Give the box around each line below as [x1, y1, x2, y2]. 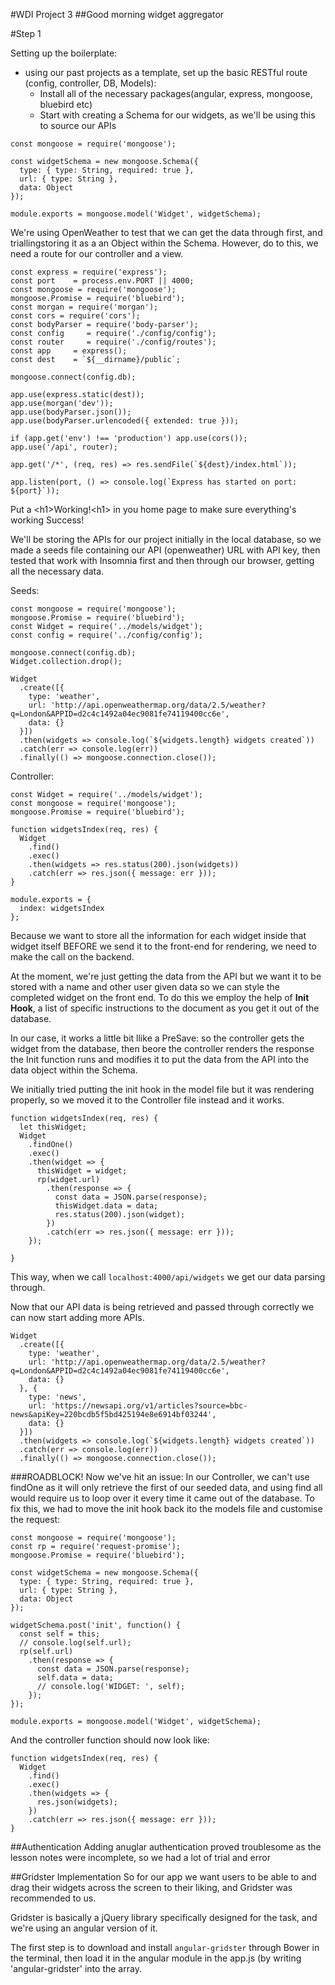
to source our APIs [39, 120, 117, 131]
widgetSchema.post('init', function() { [10, 1620, 182, 1630]
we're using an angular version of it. [10, 1922, 158, 1934]
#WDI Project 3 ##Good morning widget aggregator [10, 9, 225, 20]
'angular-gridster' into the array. [10, 1963, 142, 1974]
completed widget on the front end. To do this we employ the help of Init [10, 992, 310, 1003]
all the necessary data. [10, 565, 105, 577]
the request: [10, 1514, 61, 1525]
